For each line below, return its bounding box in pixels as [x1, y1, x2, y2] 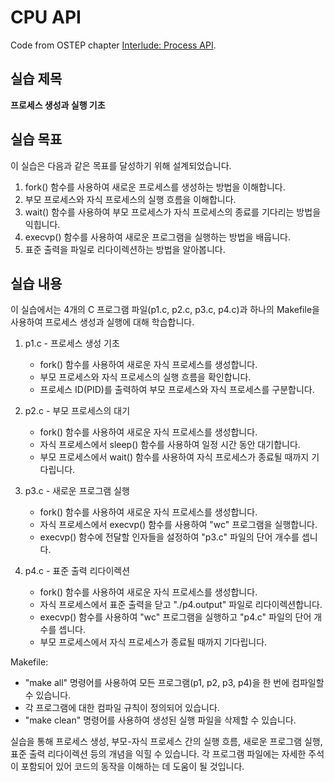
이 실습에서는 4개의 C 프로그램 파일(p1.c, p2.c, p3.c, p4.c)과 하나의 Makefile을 [10, 304, 320, 316]
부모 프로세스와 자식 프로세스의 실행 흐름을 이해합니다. [24, 193, 237, 205]
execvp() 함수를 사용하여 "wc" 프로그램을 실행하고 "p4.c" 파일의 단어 [39, 611, 312, 623]
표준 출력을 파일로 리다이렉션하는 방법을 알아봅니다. [24, 243, 226, 255]
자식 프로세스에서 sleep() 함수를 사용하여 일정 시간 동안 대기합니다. [39, 439, 301, 451]
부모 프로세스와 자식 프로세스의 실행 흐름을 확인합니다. [39, 371, 252, 383]
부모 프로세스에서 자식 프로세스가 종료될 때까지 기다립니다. [39, 636, 268, 648]
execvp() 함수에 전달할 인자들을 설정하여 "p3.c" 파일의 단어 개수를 [39, 531, 300, 543]
